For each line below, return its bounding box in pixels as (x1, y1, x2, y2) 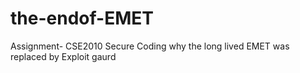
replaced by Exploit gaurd (10, 50, 117, 62)
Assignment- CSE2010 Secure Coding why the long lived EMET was (10, 40, 290, 52)
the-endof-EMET (10, 7, 154, 30)
